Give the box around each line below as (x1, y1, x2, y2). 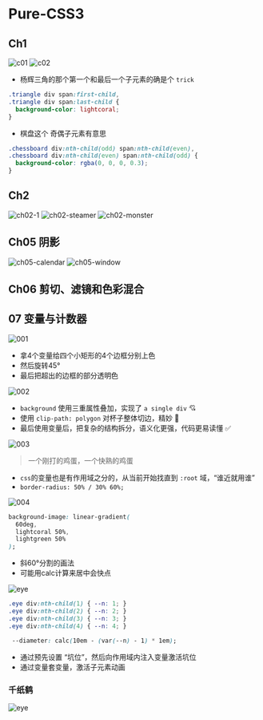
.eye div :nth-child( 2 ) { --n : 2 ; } (8, 607, 127, 616)
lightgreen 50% (15, 535, 66, 544)
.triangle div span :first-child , (8, 91, 120, 99)
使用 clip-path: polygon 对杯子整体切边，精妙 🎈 (19, 413, 180, 423)
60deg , (15, 520, 38, 528)
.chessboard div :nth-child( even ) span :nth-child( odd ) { (8, 152, 198, 160)
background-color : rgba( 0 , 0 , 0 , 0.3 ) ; (15, 160, 149, 168)
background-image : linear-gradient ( (8, 512, 130, 521)
